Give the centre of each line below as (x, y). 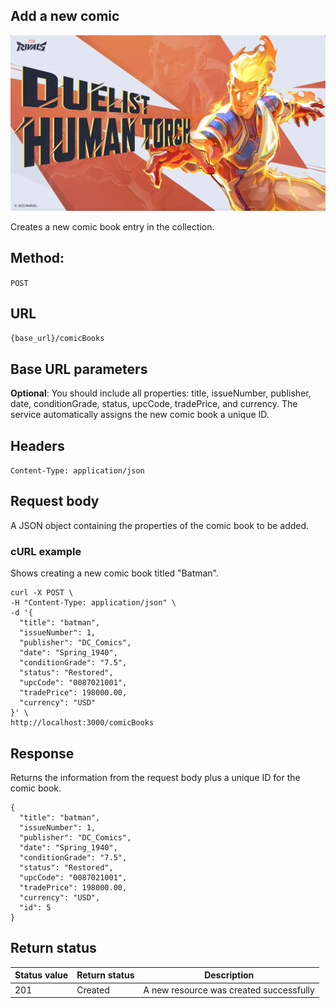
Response (42, 753)
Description (229, 975)
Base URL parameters (79, 369)
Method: (37, 258)
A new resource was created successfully (229, 990)
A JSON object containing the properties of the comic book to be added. (160, 525)
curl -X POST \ (42, 593)
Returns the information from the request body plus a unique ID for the (155, 778)
